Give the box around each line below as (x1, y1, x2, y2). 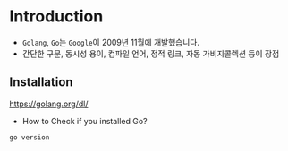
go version (9, 132, 50, 142)
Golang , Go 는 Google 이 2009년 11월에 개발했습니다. (21, 37, 199, 47)
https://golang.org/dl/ (9, 98, 89, 109)
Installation (9, 74, 73, 90)
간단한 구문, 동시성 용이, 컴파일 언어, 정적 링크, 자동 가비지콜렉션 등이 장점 (21, 47, 280, 59)
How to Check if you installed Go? (21, 115, 148, 126)
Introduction (9, 6, 104, 27)
